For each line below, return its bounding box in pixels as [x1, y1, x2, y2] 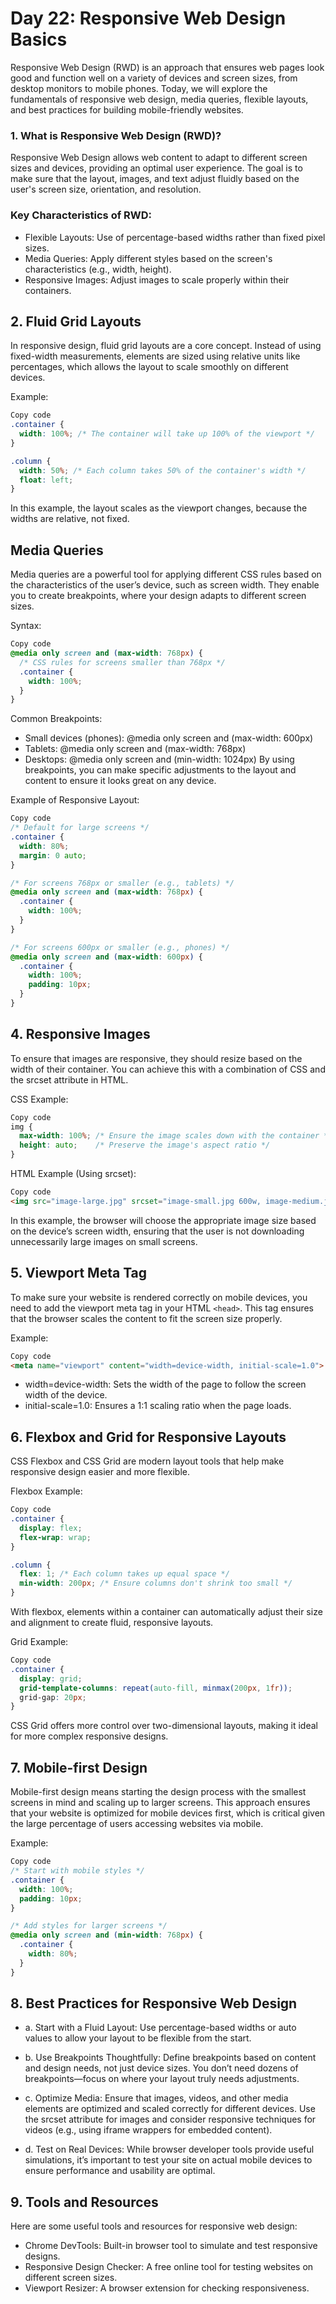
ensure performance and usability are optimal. [24, 2165, 216, 2177]
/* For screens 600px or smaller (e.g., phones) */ [10, 942, 230, 952]
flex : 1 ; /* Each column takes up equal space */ [19, 1569, 230, 1579]
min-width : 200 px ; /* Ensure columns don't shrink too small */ [19, 1578, 293, 1589]
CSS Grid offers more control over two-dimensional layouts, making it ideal [10, 1720, 318, 1732]
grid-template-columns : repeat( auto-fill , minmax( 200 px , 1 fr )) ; [19, 1683, 293, 1693]
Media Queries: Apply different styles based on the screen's [24, 252, 273, 264]
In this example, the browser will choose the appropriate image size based [10, 1214, 317, 1226]
